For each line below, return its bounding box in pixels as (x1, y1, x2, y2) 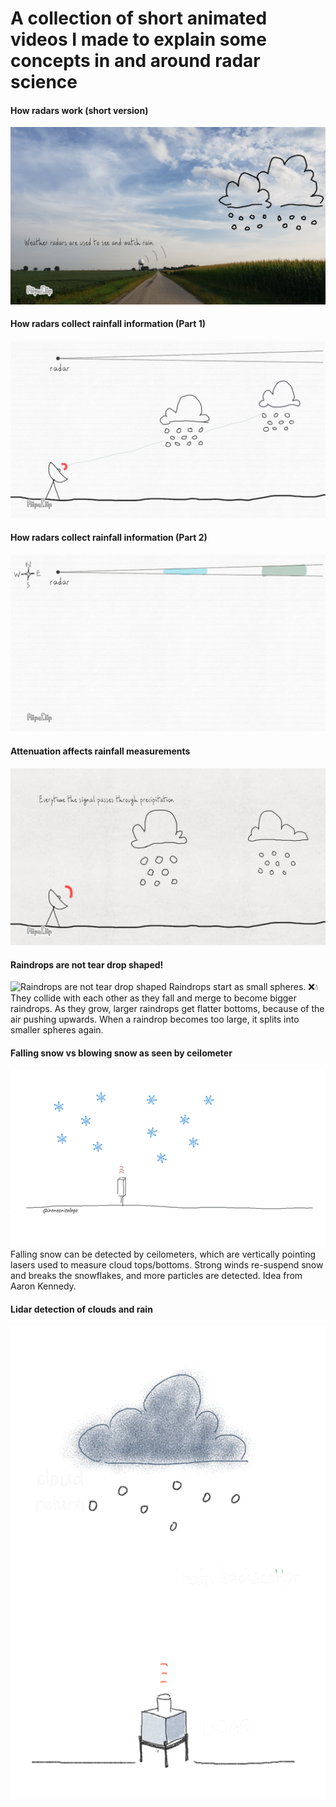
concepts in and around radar (10, 50, 261, 72)
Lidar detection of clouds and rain (10, 1303, 153, 1315)
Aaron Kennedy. (10, 1280, 77, 1292)
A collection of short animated (10, 7, 268, 30)
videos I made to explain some (10, 28, 267, 51)
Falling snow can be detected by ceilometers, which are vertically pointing (10, 1248, 317, 1260)
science (10, 71, 78, 94)
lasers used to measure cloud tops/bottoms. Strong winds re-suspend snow (10, 1258, 324, 1271)
